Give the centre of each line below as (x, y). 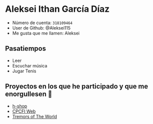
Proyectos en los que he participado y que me (77, 86)
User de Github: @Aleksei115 (41, 28)
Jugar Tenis (24, 71)
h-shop (20, 106)
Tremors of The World (35, 116)
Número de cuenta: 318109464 (42, 23)
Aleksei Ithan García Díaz (57, 9)
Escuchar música (30, 65)
